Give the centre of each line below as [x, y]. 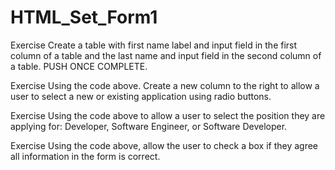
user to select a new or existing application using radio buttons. [141, 96]
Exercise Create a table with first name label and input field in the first [154, 45]
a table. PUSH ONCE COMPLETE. [79, 66]
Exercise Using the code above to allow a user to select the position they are [168, 115]
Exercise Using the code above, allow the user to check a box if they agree [164, 145]
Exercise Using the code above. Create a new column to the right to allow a [165, 85]
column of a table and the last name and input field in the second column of [166, 55]
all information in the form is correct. [85, 156]
